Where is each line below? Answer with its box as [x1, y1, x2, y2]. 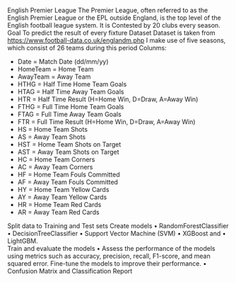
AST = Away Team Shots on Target [17, 148, 119, 156]
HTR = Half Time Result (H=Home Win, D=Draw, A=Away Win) [17, 95, 199, 103]
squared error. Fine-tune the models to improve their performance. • [7, 259, 207, 268]
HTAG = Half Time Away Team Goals [17, 88, 124, 96]
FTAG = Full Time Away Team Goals [17, 110, 122, 118]
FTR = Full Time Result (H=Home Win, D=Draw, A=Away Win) [17, 118, 196, 126]
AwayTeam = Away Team [17, 72, 91, 81]
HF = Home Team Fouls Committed [17, 170, 120, 179]
